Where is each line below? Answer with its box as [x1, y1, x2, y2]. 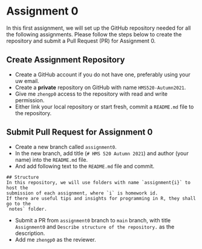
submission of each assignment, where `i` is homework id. [6, 190, 158, 196]
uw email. [15, 77, 39, 84]
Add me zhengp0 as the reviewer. [15, 236, 97, 243]
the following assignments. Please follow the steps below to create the [6, 30, 182, 38]
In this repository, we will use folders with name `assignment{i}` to [6, 179, 191, 185]
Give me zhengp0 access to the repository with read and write [15, 90, 168, 98]
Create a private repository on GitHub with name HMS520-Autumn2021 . [15, 84, 186, 91]
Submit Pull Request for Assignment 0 [6, 127, 153, 138]
